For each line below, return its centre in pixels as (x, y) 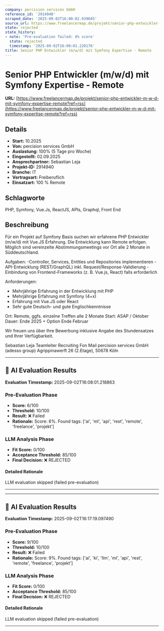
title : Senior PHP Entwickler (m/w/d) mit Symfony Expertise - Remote (78, 50)
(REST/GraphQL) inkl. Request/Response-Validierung (93, 267)
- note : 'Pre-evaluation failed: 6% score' (50, 37)
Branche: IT (24, 172)
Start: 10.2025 (27, 141)
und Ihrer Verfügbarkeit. (29, 336)
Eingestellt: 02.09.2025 (36, 157)
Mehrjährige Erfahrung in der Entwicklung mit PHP (63, 291)
